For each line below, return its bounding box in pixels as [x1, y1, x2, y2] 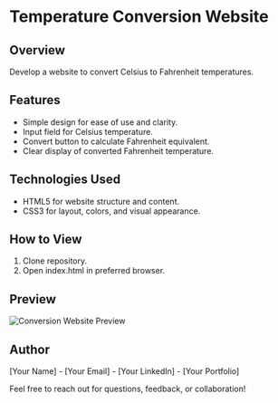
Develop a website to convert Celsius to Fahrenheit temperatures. [9, 66, 254, 77]
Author [9, 341, 50, 357]
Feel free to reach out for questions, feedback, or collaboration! [9, 383, 246, 395]
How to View [9, 232, 82, 247]
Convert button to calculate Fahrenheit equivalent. [22, 136, 210, 147]
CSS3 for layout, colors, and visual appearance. [22, 206, 201, 216]
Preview [9, 292, 57, 307]
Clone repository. [22, 255, 88, 266]
